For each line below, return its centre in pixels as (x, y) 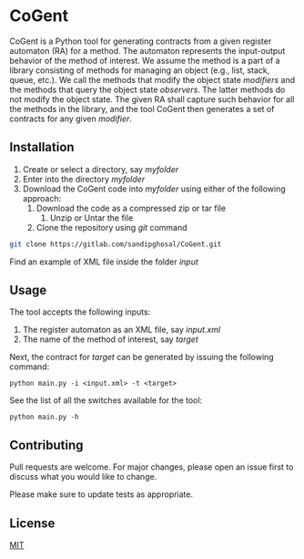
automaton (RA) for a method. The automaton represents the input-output (147, 50)
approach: (42, 198)
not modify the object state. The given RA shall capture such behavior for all (152, 99)
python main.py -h (44, 417)
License (32, 523)
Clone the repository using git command (112, 227)
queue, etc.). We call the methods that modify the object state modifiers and (152, 79)
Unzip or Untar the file (91, 217)
